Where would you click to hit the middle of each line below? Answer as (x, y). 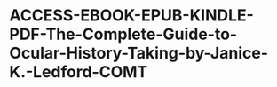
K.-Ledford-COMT (79, 72)
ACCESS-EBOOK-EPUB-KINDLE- (132, 16)
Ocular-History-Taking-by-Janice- (139, 53)
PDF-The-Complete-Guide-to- (123, 34)
